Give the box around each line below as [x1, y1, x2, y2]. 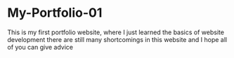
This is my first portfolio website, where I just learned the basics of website [7, 28, 225, 36]
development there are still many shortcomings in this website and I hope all [7, 35, 228, 43]
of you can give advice [7, 43, 74, 51]
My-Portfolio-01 [7, 5, 103, 21]
